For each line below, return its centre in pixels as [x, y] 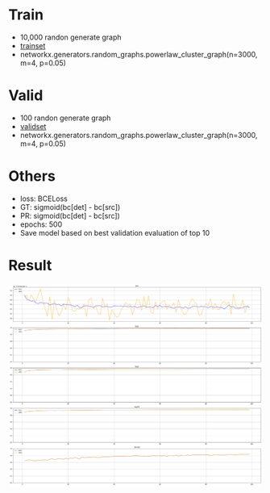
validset [33, 126]
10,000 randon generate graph [71, 37]
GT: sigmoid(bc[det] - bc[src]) [70, 207]
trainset [33, 45]
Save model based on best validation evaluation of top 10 [115, 232]
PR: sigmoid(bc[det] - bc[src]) [70, 215]
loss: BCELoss [44, 198]
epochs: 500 [41, 224]
